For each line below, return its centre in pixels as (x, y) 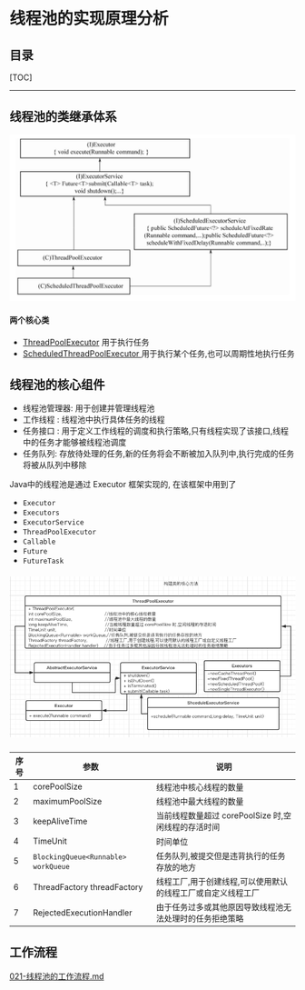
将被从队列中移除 (54, 465)
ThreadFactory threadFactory (88, 886)
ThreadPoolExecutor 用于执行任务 (86, 342)
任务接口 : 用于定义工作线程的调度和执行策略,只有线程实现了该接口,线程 (155, 431)
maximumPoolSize (68, 801)
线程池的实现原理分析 (89, 19)
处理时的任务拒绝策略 (204, 918)
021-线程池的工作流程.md (57, 976)
